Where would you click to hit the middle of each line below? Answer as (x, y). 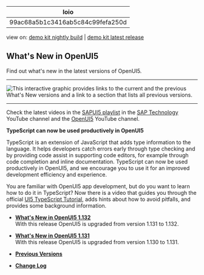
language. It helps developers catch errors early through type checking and (101, 149)
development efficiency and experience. (57, 174)
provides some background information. (56, 205)
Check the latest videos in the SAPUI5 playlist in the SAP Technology (92, 112)
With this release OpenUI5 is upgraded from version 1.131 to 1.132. (97, 223)
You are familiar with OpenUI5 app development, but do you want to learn (98, 186)
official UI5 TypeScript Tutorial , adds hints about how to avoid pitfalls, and (99, 199)
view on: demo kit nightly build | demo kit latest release (75, 37)
